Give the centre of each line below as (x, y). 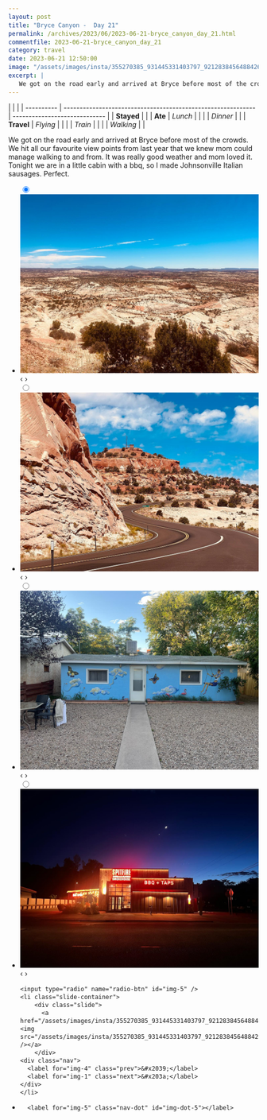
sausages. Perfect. (39, 173)
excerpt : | (26, 76)
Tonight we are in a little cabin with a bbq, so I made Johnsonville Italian (126, 165)
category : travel (37, 50)
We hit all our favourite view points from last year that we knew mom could (130, 148)
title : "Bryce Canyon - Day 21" (64, 25)
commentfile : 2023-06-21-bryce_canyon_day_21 (85, 42)
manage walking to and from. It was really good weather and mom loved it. (130, 157)
